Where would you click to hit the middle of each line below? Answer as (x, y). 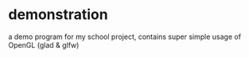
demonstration (58, 15)
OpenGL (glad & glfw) (44, 44)
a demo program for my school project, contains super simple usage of (124, 37)
